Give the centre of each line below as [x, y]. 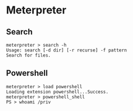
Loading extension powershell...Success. [57, 92]
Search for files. [28, 56]
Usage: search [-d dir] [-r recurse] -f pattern [66, 50]
